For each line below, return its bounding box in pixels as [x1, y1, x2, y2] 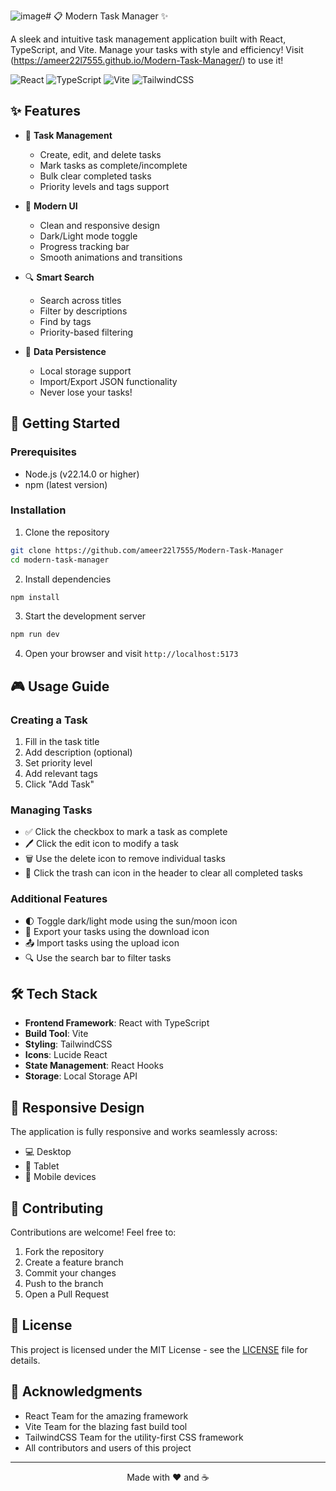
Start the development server [24, 610, 147, 622]
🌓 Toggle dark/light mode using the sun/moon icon [24, 915, 238, 927]
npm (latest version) [24, 478, 108, 490]
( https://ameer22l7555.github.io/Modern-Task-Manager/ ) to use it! [10, 55, 284, 66]
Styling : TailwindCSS [24, 1038, 113, 1050]
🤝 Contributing [10, 1200, 104, 1217]
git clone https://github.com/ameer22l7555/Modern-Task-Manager [10, 545, 284, 555]
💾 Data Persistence [24, 345, 107, 357]
